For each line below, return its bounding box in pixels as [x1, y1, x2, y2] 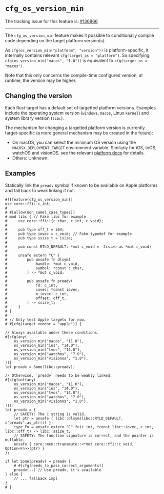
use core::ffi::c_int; [5, 201, 51, 206]
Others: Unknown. [12, 155, 49, 161]
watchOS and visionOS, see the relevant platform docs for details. [12, 150, 145, 156]
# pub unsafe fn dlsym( [5, 257, 71, 262]
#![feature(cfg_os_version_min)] [5, 197, 73, 202]
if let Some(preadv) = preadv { [5, 459, 71, 464]
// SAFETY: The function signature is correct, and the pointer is [14, 433, 154, 438]
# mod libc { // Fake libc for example [5, 214, 86, 219]
